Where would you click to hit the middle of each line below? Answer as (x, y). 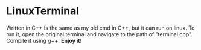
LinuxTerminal (43, 11)
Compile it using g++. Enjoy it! (44, 40)
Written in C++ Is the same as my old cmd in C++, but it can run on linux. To (101, 28)
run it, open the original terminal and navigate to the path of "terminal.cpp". (100, 34)
